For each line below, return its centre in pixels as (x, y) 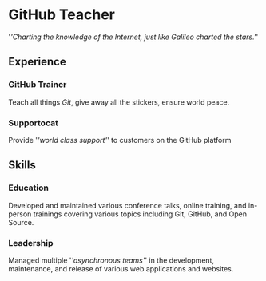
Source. (21, 222)
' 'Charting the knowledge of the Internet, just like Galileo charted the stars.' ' (133, 37)
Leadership (31, 243)
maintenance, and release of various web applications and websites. (121, 268)
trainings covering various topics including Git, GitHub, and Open (140, 214)
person (20, 214)
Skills (22, 165)
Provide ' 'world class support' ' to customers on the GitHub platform (120, 140)
